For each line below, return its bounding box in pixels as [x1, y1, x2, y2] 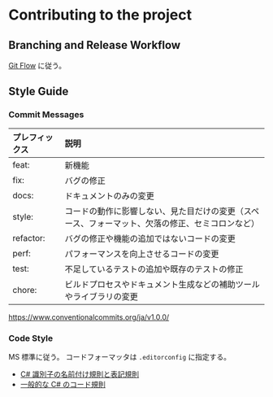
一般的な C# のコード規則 [19, 379, 106, 389]
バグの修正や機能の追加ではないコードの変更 [64, 233, 236, 244]
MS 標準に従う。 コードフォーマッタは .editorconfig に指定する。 [8, 351, 232, 361]
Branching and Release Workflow [8, 38, 181, 52]
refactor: [12, 232, 45, 243]
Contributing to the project [8, 6, 193, 24]
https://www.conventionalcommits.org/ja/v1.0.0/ [8, 312, 170, 322]
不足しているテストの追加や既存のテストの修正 [64, 263, 244, 274]
